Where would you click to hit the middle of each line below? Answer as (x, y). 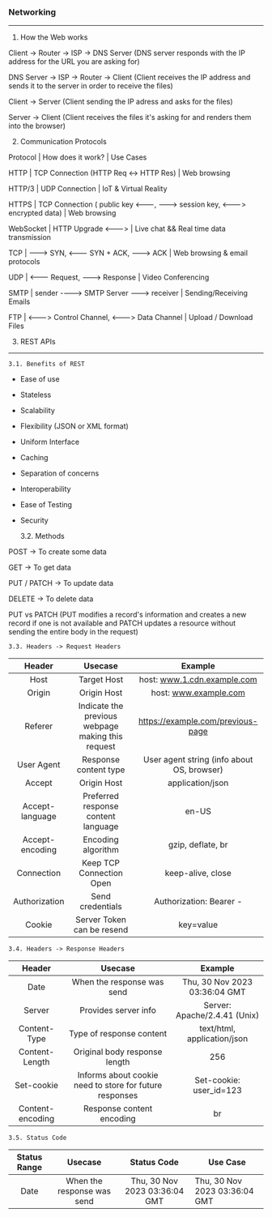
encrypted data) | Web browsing (62, 213)
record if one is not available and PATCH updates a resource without (122, 623)
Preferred (101, 796)
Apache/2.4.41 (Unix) (217, 1015)
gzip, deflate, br (198, 845)
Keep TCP (101, 863)
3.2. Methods (42, 536)
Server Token (101, 920)
